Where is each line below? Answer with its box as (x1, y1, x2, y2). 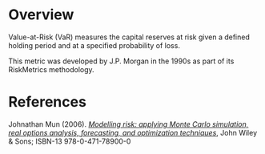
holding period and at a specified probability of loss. (8, 40, 180, 50)
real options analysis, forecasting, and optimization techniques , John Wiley (8, 128, 258, 137)
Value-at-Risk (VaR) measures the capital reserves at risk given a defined (8, 32, 251, 42)
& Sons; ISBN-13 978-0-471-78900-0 (8, 136, 131, 146)
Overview (8, 6, 74, 24)
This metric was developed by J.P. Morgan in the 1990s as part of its (8, 56, 235, 66)
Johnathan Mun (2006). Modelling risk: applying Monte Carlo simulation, (8, 119, 249, 129)
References (8, 93, 86, 111)
